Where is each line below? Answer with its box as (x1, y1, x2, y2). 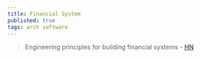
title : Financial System (7, 10, 81, 18)
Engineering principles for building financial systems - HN (24, 43, 194, 52)
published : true (7, 17, 55, 24)
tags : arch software (7, 23, 69, 30)
